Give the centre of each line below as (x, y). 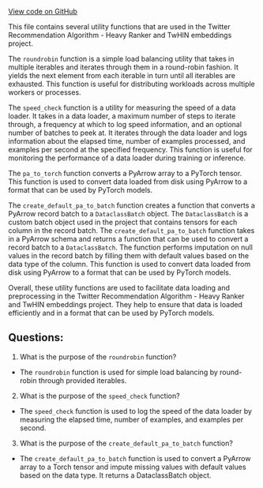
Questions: (36, 338)
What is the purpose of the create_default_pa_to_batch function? (126, 443)
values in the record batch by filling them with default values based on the (129, 255)
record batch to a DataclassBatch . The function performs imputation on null (130, 247)
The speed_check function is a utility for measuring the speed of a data (122, 107)
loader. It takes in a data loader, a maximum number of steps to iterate (122, 116)
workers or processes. (45, 92)
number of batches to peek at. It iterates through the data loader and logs (128, 133)
